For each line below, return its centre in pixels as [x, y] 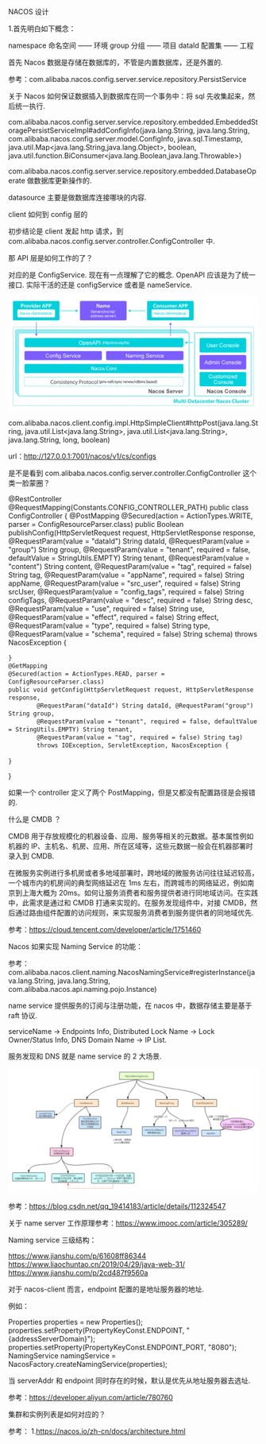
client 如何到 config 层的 [48, 214]
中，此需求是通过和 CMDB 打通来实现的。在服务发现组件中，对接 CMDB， [130, 902]
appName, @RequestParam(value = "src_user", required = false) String [124, 583]
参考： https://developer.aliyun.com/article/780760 [91, 1397]
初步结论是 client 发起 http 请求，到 [66, 231]
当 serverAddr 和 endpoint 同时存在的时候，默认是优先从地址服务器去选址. [129, 1380]
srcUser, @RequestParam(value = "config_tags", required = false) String [126, 591]
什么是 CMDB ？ [35, 819]
